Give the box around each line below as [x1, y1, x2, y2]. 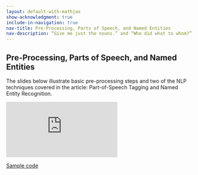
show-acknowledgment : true [6, 14, 73, 20]
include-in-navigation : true [6, 20, 78, 25]
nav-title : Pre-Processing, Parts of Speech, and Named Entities [6, 25, 171, 31]
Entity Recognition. [6, 90, 52, 97]
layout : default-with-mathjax [6, 8, 81, 15]
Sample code [6, 162, 39, 169]
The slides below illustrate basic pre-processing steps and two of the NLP [6, 77, 187, 85]
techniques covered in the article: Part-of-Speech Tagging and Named [6, 83, 178, 90]
